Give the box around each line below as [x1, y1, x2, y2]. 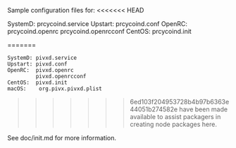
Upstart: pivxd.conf [7, 61, 68, 68]
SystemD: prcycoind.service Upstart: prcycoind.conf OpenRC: [7, 20, 188, 27]
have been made [179, 105, 228, 113]
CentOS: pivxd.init [7, 79, 68, 86]
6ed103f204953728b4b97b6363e [130, 98, 230, 106]
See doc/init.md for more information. [7, 134, 116, 142]
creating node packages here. [130, 120, 217, 128]
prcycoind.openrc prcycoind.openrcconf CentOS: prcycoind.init [7, 27, 192, 35]
